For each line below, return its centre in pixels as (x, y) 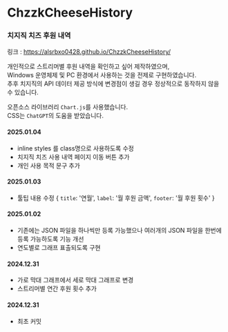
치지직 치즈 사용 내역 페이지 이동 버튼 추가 (73, 157)
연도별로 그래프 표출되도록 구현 (59, 248)
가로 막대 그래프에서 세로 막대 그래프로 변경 (75, 280)
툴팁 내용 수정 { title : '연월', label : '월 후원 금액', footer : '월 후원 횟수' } (116, 197)
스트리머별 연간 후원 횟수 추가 (57, 289)
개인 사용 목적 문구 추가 (49, 165)
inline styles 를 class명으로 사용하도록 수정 (76, 148)
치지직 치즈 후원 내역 (39, 36)
